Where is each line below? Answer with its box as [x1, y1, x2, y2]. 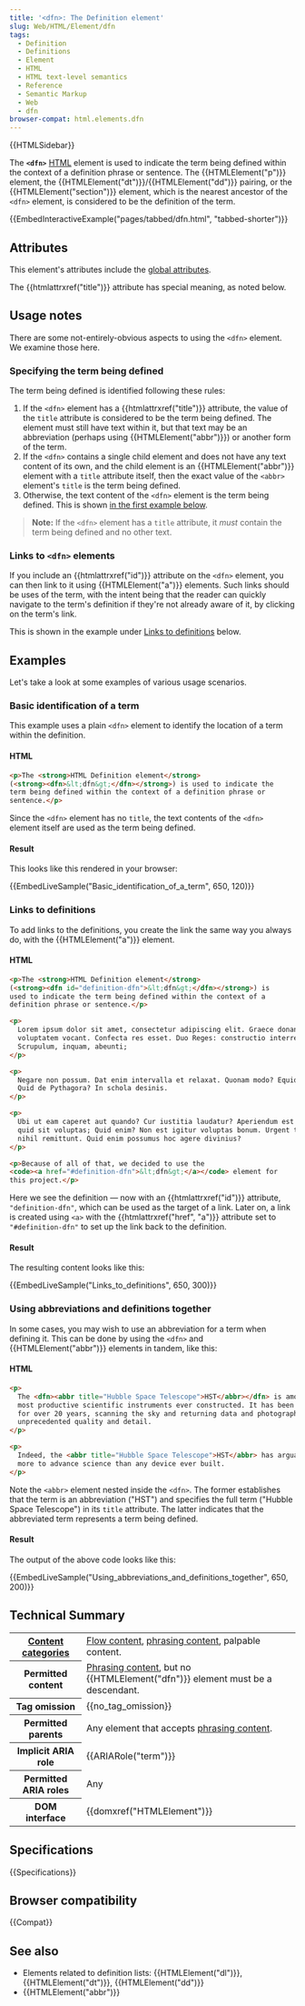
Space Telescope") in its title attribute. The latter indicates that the [9, 1503, 264, 1514]
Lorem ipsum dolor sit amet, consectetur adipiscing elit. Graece [17, 1025, 274, 1035]
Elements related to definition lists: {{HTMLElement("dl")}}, [22, 1968, 243, 1979]
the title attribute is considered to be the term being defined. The [22, 413, 272, 424]
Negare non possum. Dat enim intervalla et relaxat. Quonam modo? [17, 1075, 274, 1085]
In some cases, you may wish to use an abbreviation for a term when [9, 1323, 267, 1334]
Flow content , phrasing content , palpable [85, 1634, 261, 1647]
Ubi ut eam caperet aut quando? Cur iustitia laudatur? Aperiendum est [17, 1118, 295, 1127]
